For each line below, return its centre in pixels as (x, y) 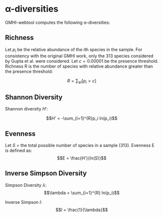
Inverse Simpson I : (24, 202)
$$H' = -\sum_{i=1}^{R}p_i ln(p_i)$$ (82, 118)
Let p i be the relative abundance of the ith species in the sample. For (74, 50)
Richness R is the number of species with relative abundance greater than (79, 66)
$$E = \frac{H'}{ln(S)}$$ (82, 158)
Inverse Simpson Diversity (46, 173)
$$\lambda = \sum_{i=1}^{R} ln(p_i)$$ (82, 193)
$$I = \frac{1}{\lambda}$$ (82, 210)
